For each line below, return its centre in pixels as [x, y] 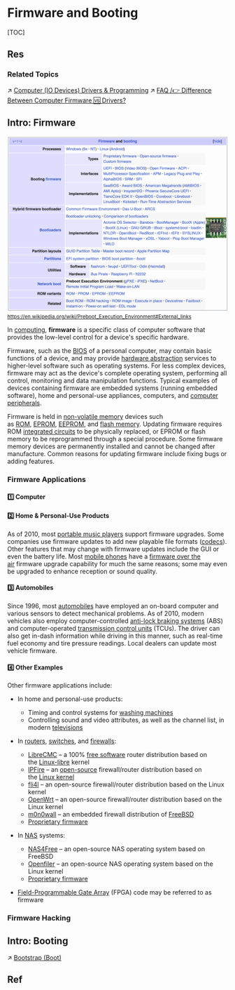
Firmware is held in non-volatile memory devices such [85, 417]
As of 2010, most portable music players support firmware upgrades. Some [116, 534]
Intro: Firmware [41, 123]
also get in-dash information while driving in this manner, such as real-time [115, 636]
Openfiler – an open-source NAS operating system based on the [120, 864]
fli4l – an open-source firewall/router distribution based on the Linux [126, 784]
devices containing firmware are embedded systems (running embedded [113, 388]
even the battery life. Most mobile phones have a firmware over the [104, 556]
